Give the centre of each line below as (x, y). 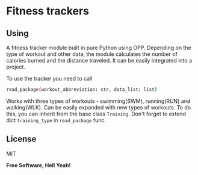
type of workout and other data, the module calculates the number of (92, 54)
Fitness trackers (48, 11)
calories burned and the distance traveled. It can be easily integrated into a (99, 60)
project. (16, 67)
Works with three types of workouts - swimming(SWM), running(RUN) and (98, 101)
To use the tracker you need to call (49, 78)
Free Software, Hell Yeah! (39, 165)
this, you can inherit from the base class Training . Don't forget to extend (96, 114)
